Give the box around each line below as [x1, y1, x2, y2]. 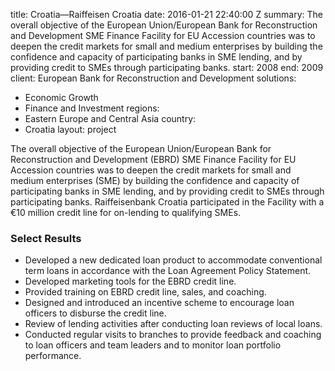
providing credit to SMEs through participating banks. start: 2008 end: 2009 [10, 62, 324, 73]
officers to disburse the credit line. [24, 307, 167, 319]
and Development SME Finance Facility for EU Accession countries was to [10, 30, 316, 41]
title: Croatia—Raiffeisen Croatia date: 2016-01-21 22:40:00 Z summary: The [10, 9, 323, 20]
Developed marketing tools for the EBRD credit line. [24, 275, 237, 288]
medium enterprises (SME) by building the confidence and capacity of [10, 175, 300, 186]
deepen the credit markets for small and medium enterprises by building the [10, 40, 323, 52]
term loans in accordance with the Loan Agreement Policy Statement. [24, 265, 312, 277]
